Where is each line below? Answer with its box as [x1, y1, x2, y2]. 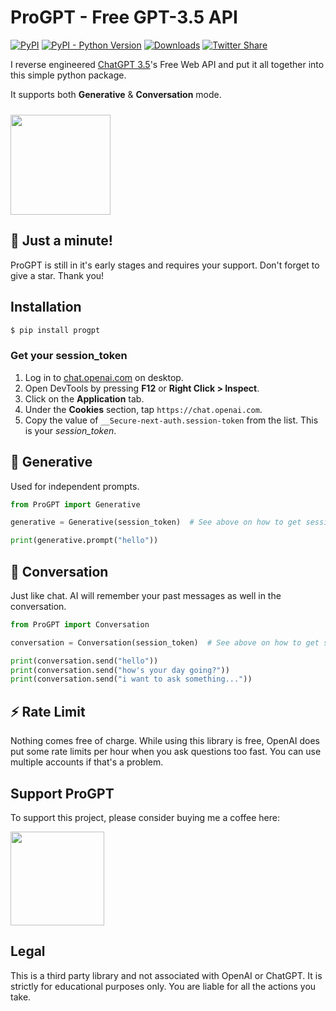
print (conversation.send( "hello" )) [10, 656, 159, 666]
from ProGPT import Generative [10, 499, 141, 510]
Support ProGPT [10, 785, 115, 802]
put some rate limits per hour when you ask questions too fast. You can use [10, 746, 322, 758]
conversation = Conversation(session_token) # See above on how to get [10, 637, 320, 648]
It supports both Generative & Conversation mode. [10, 88, 222, 100]
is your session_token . [24, 424, 117, 436]
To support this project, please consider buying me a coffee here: [10, 811, 280, 823]
